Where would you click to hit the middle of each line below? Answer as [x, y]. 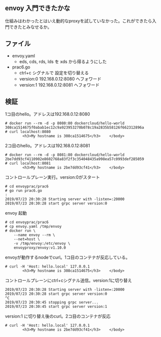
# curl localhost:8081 [28, 164]
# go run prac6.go [24, 191]
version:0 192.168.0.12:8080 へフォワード [60, 79]
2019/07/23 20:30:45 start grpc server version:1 [56, 307]
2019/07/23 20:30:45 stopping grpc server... [52, 303]
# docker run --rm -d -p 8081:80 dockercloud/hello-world [65, 155]
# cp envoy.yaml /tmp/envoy [33, 227]
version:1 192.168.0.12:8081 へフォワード [59, 85]
